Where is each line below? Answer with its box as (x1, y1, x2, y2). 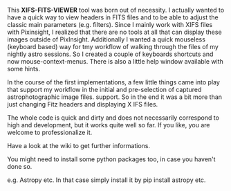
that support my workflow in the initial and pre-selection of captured (7, 86, 202, 93)
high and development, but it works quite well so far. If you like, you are (7, 121, 210, 129)
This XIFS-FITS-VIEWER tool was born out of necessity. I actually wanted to (7, 6, 225, 14)
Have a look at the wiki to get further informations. (7, 142, 151, 149)
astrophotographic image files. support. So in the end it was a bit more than (7, 93, 223, 101)
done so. (7, 163, 33, 170)
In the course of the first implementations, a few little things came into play (7, 78, 220, 86)
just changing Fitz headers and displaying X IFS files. (7, 100, 158, 108)
